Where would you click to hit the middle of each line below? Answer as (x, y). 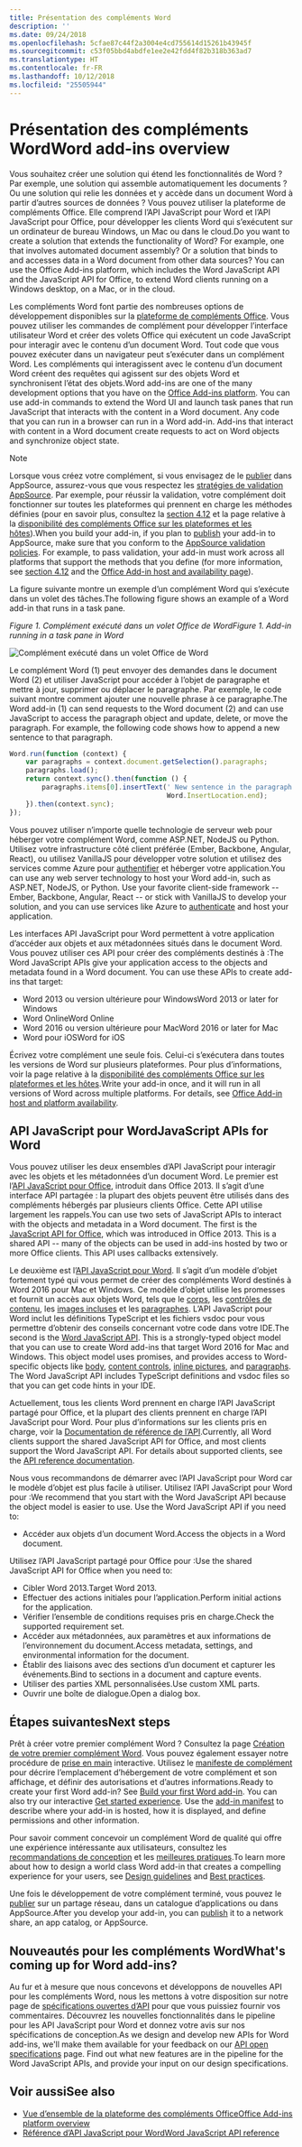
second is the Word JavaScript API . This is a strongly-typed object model (145, 1337)
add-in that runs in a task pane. (68, 608)
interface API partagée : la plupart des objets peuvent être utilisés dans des (150, 1196)
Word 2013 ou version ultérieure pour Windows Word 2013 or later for (151, 999)
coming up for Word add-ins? (93, 1965)
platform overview (56, 2123)
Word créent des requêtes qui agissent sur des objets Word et (125, 373)
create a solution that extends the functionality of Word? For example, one (147, 241)
